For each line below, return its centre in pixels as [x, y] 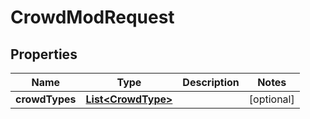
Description [211, 82]
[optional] [271, 99]
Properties [44, 54]
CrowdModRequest [92, 17]
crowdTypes [46, 99]
